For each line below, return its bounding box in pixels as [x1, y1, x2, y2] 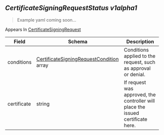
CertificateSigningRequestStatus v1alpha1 [5, 4, 138, 12]
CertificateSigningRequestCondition [36, 55, 119, 62]
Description [126, 38, 154, 45]
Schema [68, 38, 88, 45]
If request [123, 79, 146, 85]
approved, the [123, 91, 156, 98]
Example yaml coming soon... [17, 17, 77, 23]
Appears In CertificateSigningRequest [5, 27, 81, 32]
